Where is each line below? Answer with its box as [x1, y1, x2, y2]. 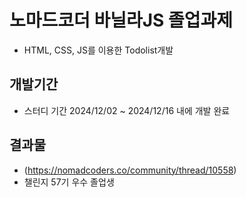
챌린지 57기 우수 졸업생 [23, 176, 115, 188]
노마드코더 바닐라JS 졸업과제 [9, 9, 234, 32]
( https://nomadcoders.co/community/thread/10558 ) [23, 164, 237, 176]
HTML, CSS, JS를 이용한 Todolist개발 [23, 44, 174, 56]
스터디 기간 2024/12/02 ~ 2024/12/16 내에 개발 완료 [23, 104, 231, 116]
